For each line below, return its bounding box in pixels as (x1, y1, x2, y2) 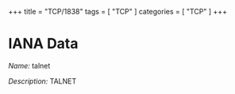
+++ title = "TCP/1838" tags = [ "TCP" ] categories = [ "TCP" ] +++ (8, 7, 228, 16)
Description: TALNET (8, 76, 77, 86)
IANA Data (8, 35, 79, 53)
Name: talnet (8, 61, 51, 70)
